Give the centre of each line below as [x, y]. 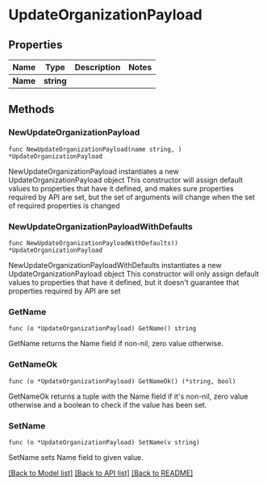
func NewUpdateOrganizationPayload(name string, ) [95, 149]
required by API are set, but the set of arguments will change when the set [132, 197]
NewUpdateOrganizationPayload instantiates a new [94, 171]
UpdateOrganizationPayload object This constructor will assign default [126, 180]
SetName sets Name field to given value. [76, 457]
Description [98, 67]
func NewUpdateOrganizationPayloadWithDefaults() [94, 243]
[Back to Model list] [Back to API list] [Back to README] [101, 473]
